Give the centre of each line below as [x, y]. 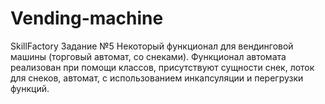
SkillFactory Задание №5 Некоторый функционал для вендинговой [152, 46]
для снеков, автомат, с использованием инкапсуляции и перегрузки [157, 78]
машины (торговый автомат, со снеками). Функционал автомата [148, 56]
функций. [30, 88]
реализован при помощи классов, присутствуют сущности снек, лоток [162, 67]
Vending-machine [87, 18]
